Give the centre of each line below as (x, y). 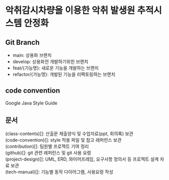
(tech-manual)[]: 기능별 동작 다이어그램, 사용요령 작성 (59, 172)
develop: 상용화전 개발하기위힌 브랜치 (50, 61)
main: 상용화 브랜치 (32, 55)
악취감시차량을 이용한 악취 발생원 (70, 10)
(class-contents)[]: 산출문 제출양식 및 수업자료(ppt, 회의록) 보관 (69, 134)
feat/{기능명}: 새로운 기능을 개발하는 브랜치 (56, 68)
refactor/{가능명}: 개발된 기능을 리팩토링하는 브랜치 (64, 74)
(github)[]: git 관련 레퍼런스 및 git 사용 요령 (48, 152)
